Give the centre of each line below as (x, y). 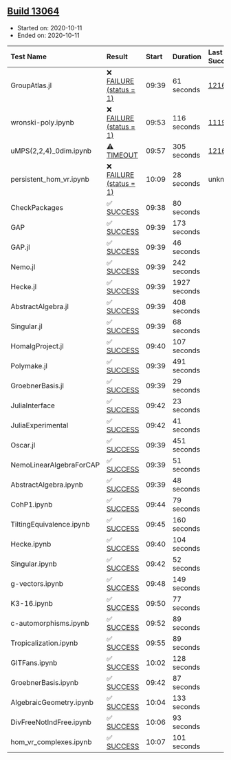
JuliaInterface (33, 405)
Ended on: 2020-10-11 (48, 35)
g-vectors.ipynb (37, 583)
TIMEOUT (122, 155)
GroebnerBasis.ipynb (45, 682)
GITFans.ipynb (34, 662)
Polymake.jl (29, 366)
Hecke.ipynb (31, 544)
